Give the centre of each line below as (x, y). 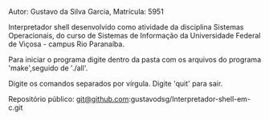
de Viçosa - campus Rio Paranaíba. (66, 44)
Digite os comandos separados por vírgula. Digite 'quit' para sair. (116, 84)
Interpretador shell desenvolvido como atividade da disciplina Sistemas (126, 27)
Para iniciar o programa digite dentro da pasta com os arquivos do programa (135, 60)
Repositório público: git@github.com (69, 99)
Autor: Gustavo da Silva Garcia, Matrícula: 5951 (86, 12)
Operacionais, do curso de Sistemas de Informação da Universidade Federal (134, 36)
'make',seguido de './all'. (48, 68)
